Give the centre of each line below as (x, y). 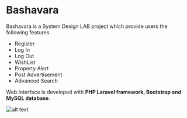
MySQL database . (28, 98)
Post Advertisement (38, 74)
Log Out (24, 56)
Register (25, 44)
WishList (25, 62)
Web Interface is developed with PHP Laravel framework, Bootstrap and (94, 92)
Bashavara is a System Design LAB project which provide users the (87, 26)
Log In (22, 49)
